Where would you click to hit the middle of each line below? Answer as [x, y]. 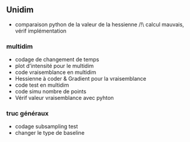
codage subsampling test [46, 126]
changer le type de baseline [50, 133]
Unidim [20, 10]
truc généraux [27, 114]
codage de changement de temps [57, 60]
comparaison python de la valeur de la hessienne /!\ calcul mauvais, [100, 24]
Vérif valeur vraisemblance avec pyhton [64, 98]
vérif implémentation [41, 31]
